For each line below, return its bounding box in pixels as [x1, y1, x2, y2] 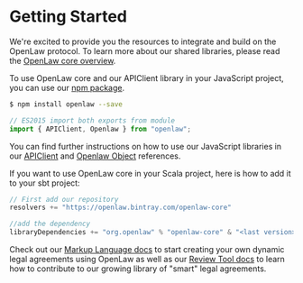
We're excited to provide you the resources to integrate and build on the [9, 36, 277, 47]
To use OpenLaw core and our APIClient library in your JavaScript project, [9, 72, 284, 83]
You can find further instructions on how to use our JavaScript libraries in [9, 141, 282, 151]
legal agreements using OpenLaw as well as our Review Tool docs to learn [9, 254, 286, 265]
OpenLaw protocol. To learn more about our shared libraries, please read [9, 45, 280, 56]
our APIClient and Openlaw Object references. [9, 151, 181, 161]
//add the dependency [9, 219, 91, 229]
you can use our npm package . [9, 82, 125, 93]
